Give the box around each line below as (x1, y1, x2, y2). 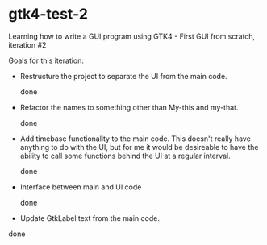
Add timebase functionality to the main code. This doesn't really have (19, 134, 252, 143)
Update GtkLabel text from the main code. (19, 213, 160, 222)
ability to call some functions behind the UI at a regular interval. (19, 151, 232, 160)
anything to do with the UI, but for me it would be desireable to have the (19, 142, 259, 152)
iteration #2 (8, 39, 47, 49)
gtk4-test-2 (8, 5, 89, 23)
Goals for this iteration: (8, 56, 85, 65)
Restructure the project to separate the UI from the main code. (19, 71, 227, 81)
